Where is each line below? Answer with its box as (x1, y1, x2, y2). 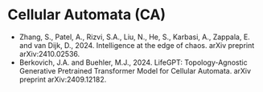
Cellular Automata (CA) (7, 6, 166, 24)
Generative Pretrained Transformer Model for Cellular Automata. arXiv (18, 66, 251, 75)
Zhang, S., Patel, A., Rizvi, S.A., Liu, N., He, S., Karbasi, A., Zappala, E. (18, 32, 250, 42)
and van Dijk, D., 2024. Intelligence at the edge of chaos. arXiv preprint (18, 40, 255, 50)
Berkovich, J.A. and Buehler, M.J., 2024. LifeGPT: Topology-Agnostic (18, 58, 248, 67)
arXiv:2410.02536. (18, 49, 80, 58)
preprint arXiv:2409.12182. (18, 74, 107, 84)
